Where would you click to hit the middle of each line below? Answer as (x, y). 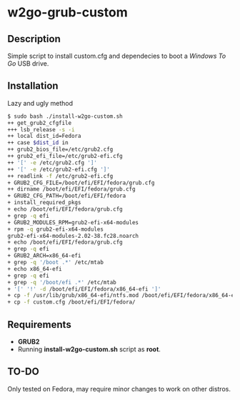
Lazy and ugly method (40, 103)
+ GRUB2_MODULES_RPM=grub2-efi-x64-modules (73, 222)
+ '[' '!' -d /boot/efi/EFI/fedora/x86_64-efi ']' (84, 289)
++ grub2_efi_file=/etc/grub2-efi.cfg (65, 156)
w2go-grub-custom (67, 12)
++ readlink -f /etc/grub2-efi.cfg (60, 176)
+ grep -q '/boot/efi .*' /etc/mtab (62, 282)
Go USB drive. (28, 64)
